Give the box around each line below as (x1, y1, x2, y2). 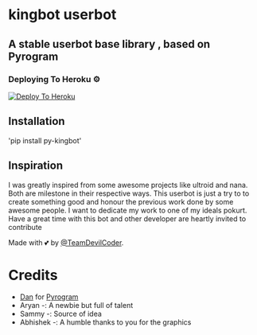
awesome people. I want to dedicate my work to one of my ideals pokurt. (8, 205, 247, 215)
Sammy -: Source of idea (19, 309, 102, 319)
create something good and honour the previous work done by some (8, 197, 234, 206)
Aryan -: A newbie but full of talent (19, 301, 134, 310)
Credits (8, 266, 58, 284)
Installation (8, 115, 65, 128)
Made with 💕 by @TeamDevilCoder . (8, 237, 124, 247)
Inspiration (8, 159, 64, 173)
